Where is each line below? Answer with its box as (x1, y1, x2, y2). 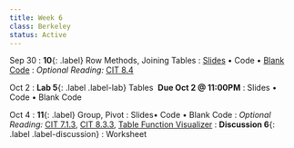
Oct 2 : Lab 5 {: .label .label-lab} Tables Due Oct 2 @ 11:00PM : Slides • (9, 83, 278, 94)
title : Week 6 (9, 13, 64, 23)
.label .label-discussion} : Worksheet (9, 129, 147, 140)
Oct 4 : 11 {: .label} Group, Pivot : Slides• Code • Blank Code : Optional (9, 110, 271, 121)
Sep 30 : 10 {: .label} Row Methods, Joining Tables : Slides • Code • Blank (9, 55, 285, 66)
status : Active (9, 30, 67, 39)
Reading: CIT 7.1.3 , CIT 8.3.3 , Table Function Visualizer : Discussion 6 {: (9, 119, 276, 130)
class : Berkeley (9, 22, 71, 31)
